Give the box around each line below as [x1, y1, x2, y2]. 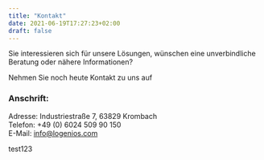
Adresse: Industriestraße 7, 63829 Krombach [8, 111, 158, 121]
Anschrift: [8, 93, 49, 105]
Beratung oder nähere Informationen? [8, 57, 134, 67]
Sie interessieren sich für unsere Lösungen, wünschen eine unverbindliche [8, 49, 256, 59]
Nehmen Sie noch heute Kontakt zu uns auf [8, 73, 153, 83]
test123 [8, 144, 33, 154]
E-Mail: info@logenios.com [8, 128, 98, 137]
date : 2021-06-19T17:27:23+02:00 [8, 19, 121, 27]
